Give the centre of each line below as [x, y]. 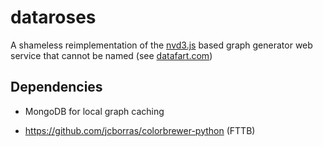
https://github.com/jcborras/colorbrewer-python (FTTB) [140, 130]
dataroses [53, 17]
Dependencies [56, 87]
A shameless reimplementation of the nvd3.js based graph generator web [161, 45]
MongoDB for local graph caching [94, 111]
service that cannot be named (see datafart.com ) [111, 55]
